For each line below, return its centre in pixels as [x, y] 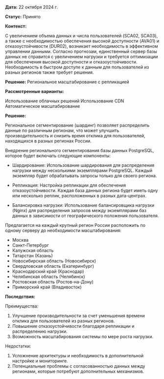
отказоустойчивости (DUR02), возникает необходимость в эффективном [82, 46]
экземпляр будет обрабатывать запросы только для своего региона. [84, 176]
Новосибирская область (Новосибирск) [54, 261]
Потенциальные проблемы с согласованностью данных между [79, 366]
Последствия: [20, 297]
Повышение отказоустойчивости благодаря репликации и [73, 326]
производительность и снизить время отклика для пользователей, [75, 136]
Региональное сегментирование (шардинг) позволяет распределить [77, 125]
